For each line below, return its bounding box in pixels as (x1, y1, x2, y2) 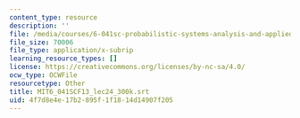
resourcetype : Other (9, 79, 87, 88)
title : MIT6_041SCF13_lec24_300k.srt (9, 87, 150, 96)
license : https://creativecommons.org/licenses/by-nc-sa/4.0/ (9, 63, 246, 72)
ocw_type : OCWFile (9, 71, 78, 80)
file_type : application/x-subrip (9, 46, 134, 55)
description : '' (9, 21, 70, 30)
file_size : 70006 (9, 37, 74, 47)
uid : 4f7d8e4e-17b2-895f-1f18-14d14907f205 (9, 95, 174, 105)
